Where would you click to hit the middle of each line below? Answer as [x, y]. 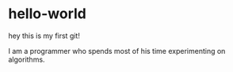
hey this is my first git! [44, 36]
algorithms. [27, 59]
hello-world [48, 14]
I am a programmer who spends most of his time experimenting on [117, 51]
